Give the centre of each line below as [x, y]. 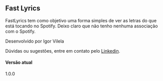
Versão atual [19, 62]
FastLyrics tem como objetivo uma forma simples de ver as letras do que [81, 20]
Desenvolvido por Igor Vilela [35, 41]
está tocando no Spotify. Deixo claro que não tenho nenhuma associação [81, 26]
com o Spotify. [21, 31]
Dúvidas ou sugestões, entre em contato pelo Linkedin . [63, 51]
